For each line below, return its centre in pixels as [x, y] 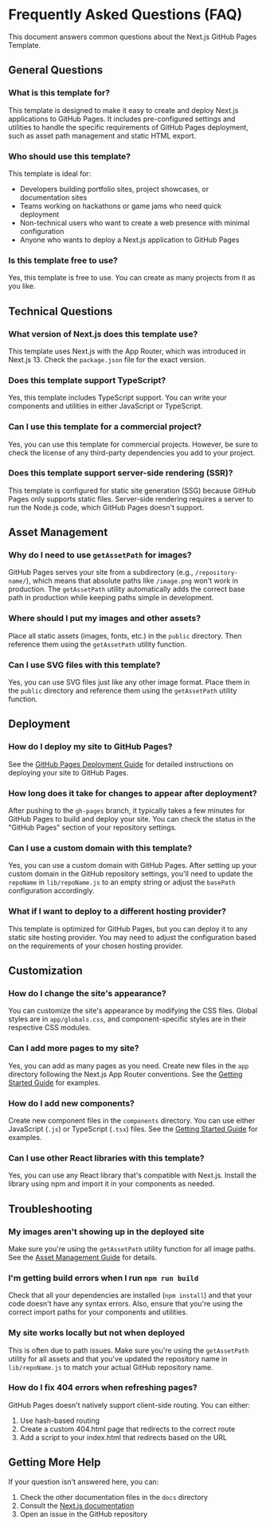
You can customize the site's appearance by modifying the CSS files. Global [133, 1011]
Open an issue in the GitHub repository [84, 1513]
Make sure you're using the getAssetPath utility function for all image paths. [132, 1248]
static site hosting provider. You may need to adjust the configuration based [133, 937]
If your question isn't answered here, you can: [84, 1482]
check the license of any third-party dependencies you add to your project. [132, 452]
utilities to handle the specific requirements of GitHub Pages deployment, [128, 127]
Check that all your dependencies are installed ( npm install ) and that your [130, 1295]
